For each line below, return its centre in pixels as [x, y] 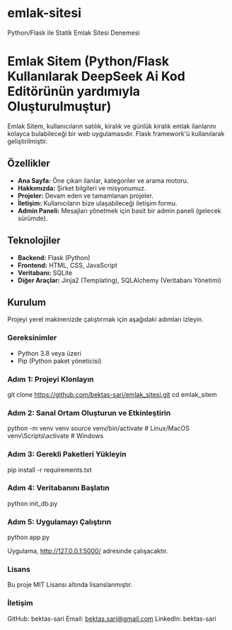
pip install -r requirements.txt [50, 470]
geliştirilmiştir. [28, 141]
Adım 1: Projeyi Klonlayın [51, 379]
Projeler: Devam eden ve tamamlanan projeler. [86, 196]
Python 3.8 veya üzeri [49, 353]
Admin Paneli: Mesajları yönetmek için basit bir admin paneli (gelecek [119, 210]
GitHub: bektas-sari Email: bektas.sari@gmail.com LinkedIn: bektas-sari [112, 619]
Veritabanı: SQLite [45, 272]
